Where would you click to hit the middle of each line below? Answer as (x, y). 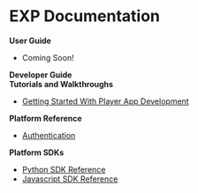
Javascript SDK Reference (70, 179)
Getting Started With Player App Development (105, 101)
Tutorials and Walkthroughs (61, 84)
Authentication (49, 135)
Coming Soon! (48, 57)
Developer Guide (41, 74)
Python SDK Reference (64, 169)
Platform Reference (46, 118)
